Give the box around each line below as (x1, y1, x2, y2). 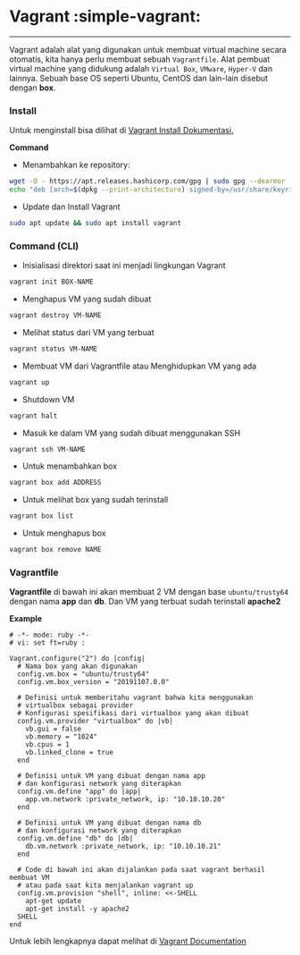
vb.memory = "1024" (25, 732, 98, 741)
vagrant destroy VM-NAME (9, 311, 102, 320)
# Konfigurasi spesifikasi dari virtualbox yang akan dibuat (17, 709, 250, 718)
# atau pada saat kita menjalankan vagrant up (17, 881, 194, 891)
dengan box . (9, 82, 56, 93)
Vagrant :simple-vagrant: (9, 6, 201, 27)
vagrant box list (9, 511, 74, 520)
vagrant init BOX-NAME (9, 277, 94, 287)
